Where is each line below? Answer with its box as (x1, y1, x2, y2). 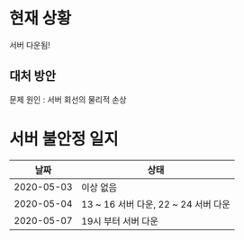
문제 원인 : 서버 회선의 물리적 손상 (9, 93, 127, 104)
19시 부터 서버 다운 (80, 215, 159, 227)
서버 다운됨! (9, 40, 51, 50)
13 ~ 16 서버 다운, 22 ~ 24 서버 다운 (80, 198, 231, 210)
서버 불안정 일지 (9, 129, 119, 149)
